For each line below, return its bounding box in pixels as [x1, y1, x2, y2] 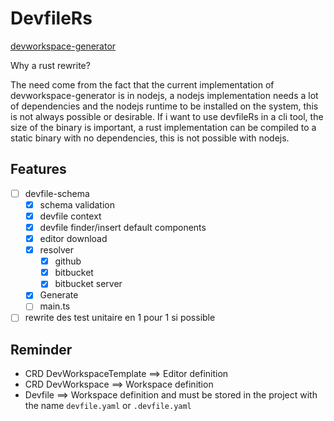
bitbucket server [54, 278, 123, 290]
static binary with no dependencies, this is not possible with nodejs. [10, 132, 290, 144]
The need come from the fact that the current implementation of [10, 78, 275, 91]
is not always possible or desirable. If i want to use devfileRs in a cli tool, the [10, 110, 324, 122]
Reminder [10, 341, 73, 358]
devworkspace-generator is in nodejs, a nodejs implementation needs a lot [10, 89, 319, 101]
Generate [39, 289, 79, 301]
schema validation [39, 198, 115, 211]
